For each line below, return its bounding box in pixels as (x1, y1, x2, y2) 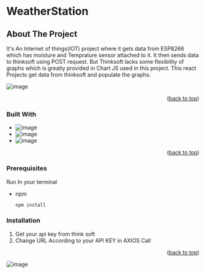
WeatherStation (6, 4, 89, 18)
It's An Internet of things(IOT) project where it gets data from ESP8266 (6, 45, 185, 52)
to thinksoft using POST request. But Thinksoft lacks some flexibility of (6, 58, 184, 65)
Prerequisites (6, 164, 47, 173)
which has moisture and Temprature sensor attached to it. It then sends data (6, 51, 199, 59)
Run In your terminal (6, 178, 58, 185)
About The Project (6, 29, 78, 39)
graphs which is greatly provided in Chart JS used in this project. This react (6, 64, 197, 72)
